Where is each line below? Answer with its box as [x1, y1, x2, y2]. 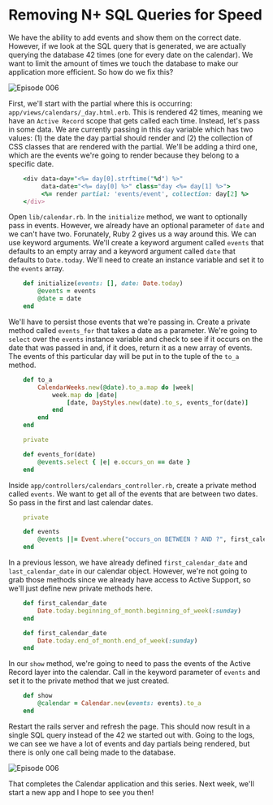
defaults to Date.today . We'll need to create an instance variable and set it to [8, 255, 264, 265]
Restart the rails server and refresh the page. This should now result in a [8, 721, 250, 731]
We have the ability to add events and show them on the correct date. [8, 32, 241, 42]
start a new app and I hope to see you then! [8, 787, 154, 797]
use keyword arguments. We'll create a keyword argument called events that [8, 238, 264, 248]
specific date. [8, 158, 54, 168]
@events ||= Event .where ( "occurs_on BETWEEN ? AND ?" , [37, 535, 227, 543]
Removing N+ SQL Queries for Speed [8, 6, 262, 24]
